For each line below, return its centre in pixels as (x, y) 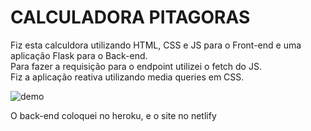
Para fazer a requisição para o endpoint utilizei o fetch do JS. (136, 66)
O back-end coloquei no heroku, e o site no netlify (113, 115)
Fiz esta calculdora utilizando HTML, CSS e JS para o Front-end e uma (156, 45)
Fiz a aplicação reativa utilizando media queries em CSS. (127, 77)
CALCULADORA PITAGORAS (130, 17)
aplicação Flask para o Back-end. (79, 55)
